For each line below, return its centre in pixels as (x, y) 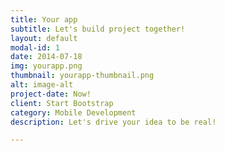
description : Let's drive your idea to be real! (113, 122)
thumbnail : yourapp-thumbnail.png (82, 76)
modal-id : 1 (35, 47)
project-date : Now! (51, 94)
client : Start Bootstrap (62, 103)
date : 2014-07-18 (46, 57)
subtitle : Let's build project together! (98, 29)
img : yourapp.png (46, 66)
